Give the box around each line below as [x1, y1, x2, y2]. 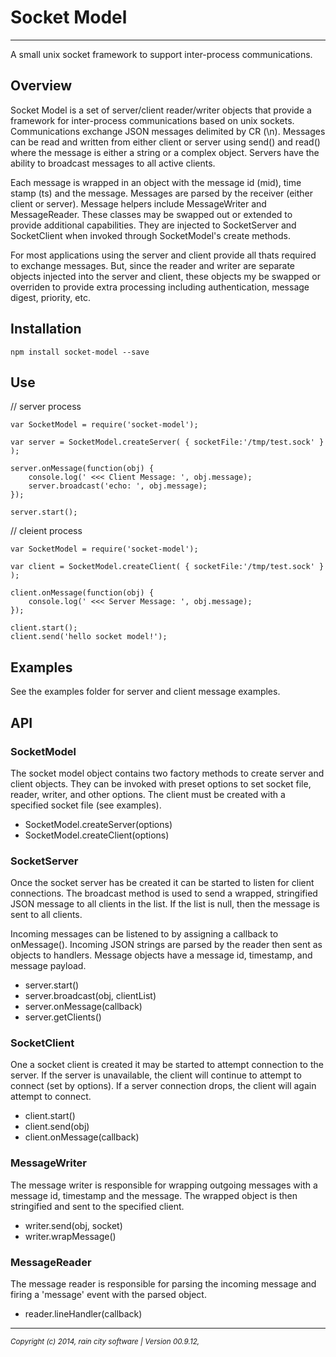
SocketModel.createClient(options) [24, 829, 170, 841]
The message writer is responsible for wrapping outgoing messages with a [10, 1179, 318, 1191]
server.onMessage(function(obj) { [10, 464, 155, 474]
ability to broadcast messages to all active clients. [10, 157, 216, 169]
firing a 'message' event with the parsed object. [10, 1289, 207, 1301]
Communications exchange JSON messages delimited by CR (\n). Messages [10, 125, 326, 137]
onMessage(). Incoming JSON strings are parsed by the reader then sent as [10, 939, 323, 951]
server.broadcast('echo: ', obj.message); [28, 481, 208, 491]
